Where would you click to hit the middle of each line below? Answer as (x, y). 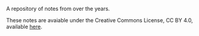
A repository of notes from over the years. (58, 9)
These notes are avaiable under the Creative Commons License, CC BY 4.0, (99, 20)
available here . (24, 27)
